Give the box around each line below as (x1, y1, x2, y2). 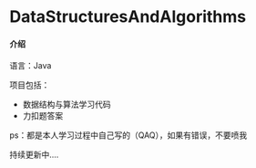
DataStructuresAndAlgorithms (9, 6, 247, 27)
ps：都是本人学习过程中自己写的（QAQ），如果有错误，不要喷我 (9, 130, 248, 141)
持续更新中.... (9, 149, 59, 161)
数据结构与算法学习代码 (22, 99, 111, 110)
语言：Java (9, 60, 52, 71)
